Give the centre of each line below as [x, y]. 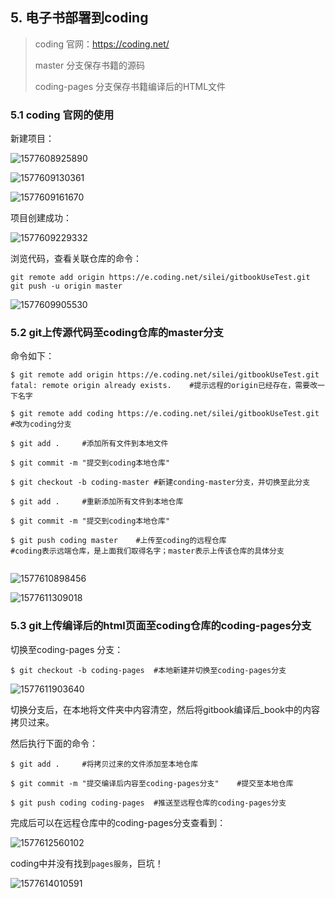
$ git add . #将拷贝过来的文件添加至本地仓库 [104, 764]
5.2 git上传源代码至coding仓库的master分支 [117, 333]
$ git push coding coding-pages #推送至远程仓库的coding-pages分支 [148, 803]
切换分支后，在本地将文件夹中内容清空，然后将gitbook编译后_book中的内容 [165, 709]
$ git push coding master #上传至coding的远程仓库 [118, 541]
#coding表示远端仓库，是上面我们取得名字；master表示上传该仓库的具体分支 [147, 551]
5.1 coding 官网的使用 [62, 115]
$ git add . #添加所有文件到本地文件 [89, 444]
